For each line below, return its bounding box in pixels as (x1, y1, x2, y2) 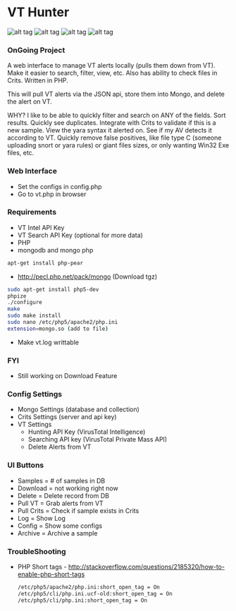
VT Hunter (7, 4, 70, 20)
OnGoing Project (7, 45, 66, 55)
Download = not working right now (17, 484, 118, 492)
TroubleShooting (7, 546, 66, 556)
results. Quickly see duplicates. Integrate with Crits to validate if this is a (7, 119, 216, 127)
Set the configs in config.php (17, 182, 102, 190)
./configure (7, 299, 42, 306)
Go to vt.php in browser (17, 190, 87, 198)
